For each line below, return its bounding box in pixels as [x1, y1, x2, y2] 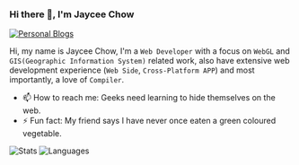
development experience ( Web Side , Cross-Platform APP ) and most [9, 65, 255, 75]
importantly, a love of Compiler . [9, 74, 125, 85]
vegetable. [22, 128, 62, 139]
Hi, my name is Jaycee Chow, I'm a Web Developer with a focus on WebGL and [9, 46, 290, 56]
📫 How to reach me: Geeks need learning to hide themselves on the [22, 92, 276, 103]
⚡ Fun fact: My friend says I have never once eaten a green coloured [22, 116, 277, 126]
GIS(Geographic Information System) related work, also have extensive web [9, 56, 290, 66]
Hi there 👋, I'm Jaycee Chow [9, 8, 135, 21]
